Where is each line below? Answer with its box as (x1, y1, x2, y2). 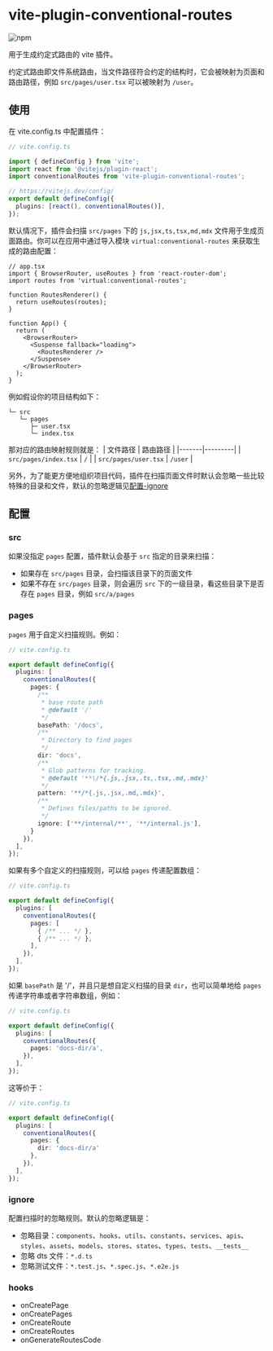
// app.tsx (8, 262, 45, 271)
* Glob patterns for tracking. (41, 766, 148, 775)
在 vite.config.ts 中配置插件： (8, 126, 106, 136)
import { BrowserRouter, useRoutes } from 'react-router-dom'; (8, 269, 227, 278)
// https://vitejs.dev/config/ (8, 187, 115, 196)
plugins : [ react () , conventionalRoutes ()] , (15, 202, 165, 210)
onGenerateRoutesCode (19, 1335, 102, 1345)
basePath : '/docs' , (37, 721, 104, 729)
